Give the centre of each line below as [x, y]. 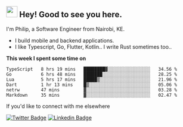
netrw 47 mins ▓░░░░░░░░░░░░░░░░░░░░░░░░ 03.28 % [92, 90]
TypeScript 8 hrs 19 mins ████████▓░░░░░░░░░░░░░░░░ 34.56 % [92, 69]
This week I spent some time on [46, 58]
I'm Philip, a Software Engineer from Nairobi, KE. [66, 29]
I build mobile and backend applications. [64, 40]
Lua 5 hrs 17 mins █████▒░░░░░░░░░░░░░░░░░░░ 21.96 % [92, 80]
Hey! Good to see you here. [70, 15]
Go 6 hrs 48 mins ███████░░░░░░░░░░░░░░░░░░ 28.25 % [92, 74]
